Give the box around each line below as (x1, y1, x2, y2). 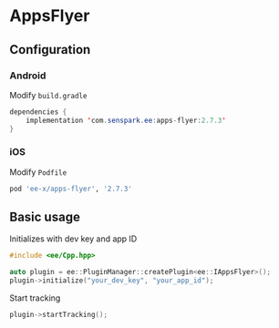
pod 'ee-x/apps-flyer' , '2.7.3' (9, 184, 132, 193)
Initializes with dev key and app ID (9, 233, 138, 244)
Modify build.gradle (9, 89, 88, 100)
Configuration (9, 42, 91, 57)
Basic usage (9, 210, 80, 225)
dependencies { (9, 107, 67, 117)
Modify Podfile (9, 166, 67, 178)
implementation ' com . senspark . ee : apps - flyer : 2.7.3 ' (26, 116, 226, 125)
